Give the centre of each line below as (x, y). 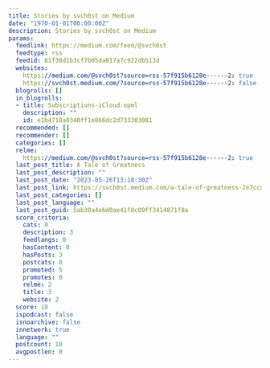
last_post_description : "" (61, 173)
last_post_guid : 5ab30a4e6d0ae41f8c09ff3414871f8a (102, 210)
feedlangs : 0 (45, 240)
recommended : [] (43, 128)
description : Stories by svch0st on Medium (82, 31)
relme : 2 (37, 285)
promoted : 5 (43, 270)
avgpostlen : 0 (39, 352)
